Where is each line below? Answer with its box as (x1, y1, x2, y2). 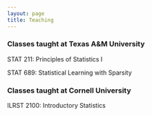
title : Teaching (7, 17, 54, 23)
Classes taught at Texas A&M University (7, 39, 145, 49)
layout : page (7, 10, 45, 17)
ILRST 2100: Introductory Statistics (7, 101, 106, 110)
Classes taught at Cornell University (7, 86, 131, 95)
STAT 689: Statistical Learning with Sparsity (7, 68, 133, 77)
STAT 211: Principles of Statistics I (7, 55, 103, 63)
